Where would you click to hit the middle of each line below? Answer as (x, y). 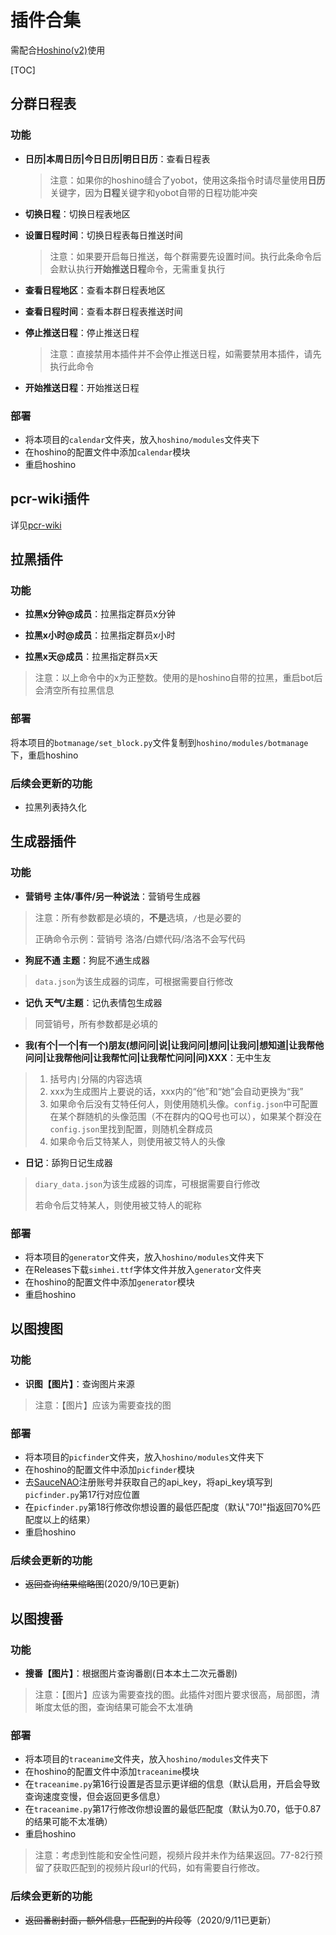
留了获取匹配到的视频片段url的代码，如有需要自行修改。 (149, 1868)
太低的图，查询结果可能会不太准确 (122, 1707)
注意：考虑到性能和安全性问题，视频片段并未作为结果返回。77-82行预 (178, 1855)
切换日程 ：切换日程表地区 (77, 213)
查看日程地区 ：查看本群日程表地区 (95, 290)
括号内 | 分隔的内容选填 (96, 1078)
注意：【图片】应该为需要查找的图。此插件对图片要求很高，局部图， (173, 1694)
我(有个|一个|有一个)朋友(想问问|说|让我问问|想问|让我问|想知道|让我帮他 (174, 1045)
